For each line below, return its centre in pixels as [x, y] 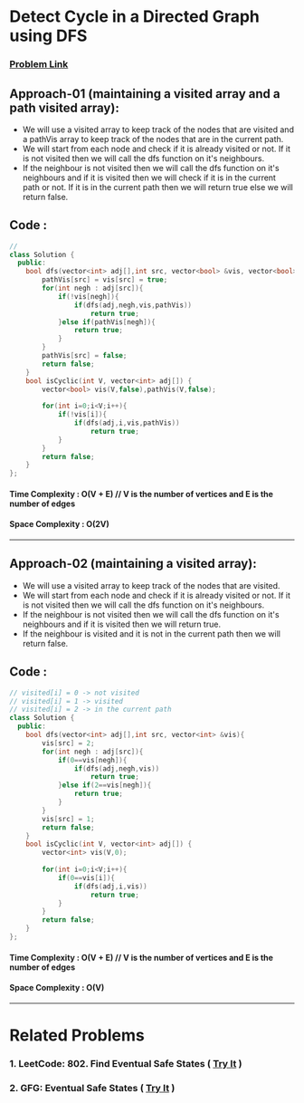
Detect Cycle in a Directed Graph [135, 17]
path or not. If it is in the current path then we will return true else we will [158, 187]
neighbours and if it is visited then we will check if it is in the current [149, 177]
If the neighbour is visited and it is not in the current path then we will [151, 633]
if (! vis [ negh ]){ [88, 296]
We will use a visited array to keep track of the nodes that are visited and [158, 129]
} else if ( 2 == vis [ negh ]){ [104, 785]
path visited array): [64, 107]
